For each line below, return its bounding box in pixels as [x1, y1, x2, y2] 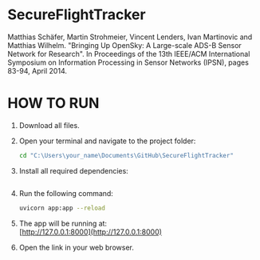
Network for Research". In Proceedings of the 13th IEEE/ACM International [7, 49, 250, 58]
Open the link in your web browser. [18, 242, 135, 252]
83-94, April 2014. [7, 66, 67, 75]
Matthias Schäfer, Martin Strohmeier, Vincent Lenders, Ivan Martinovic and [7, 32, 253, 42]
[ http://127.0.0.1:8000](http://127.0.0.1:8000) [18, 226, 163, 237]
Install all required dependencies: [18, 166, 128, 175]
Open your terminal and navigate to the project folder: [18, 136, 196, 146]
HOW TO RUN [7, 94, 100, 113]
